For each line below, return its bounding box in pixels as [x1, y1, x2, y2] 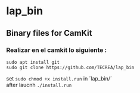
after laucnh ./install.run [6, 81, 72, 88]
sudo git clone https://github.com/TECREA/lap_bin [6, 64, 135, 70]
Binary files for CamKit [6, 28, 92, 38]
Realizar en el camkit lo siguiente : [6, 46, 107, 54]
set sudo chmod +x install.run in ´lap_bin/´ [6, 75, 112, 82]
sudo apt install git [6, 59, 60, 65]
